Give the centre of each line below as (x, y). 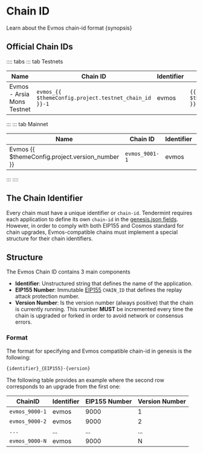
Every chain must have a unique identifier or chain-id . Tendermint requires (99, 213)
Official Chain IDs (40, 47)
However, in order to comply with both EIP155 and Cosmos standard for (95, 225)
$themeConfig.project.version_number (64, 156)
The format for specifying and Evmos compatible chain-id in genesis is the (99, 351)
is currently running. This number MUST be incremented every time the (104, 309)
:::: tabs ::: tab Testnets (35, 61)
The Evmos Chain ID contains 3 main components (69, 272)
